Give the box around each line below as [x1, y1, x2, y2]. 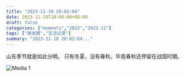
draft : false [6, 19, 38, 25]
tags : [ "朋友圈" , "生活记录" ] [6, 31, 72, 36]
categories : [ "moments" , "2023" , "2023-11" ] [6, 25, 112, 31]
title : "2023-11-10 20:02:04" [6, 8, 80, 15]
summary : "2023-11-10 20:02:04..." [6, 36, 93, 42]
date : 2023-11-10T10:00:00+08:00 [6, 14, 88, 20]
